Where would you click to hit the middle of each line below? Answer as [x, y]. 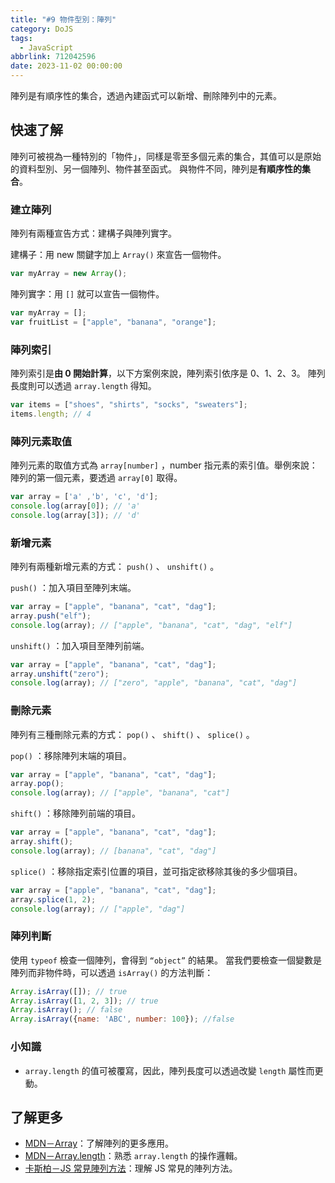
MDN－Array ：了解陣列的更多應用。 [99, 1143]
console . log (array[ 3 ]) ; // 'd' [75, 515]
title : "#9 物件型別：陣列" [63, 19]
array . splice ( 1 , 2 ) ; [53, 899]
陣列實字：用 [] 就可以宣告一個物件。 [87, 293]
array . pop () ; [37, 784]
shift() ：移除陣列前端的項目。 [76, 813]
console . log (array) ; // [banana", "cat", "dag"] [113, 851]
